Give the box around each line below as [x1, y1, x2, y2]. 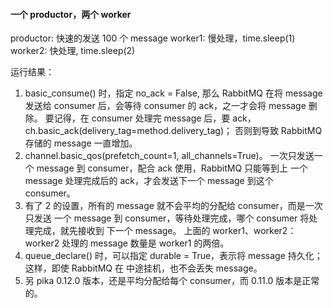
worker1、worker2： [212, 225, 297, 237]
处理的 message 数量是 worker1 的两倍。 [61, 237, 230, 249]
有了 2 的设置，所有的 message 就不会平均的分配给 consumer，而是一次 [24, 200, 323, 212]
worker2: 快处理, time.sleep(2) [10, 45, 136, 57]
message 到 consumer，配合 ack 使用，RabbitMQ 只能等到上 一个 [36, 162, 309, 174]
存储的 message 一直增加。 [24, 137, 138, 149]
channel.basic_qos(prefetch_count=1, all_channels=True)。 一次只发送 [24, 150, 315, 162]
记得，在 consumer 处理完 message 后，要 [53, 112, 231, 124]
